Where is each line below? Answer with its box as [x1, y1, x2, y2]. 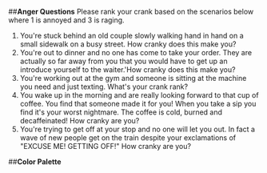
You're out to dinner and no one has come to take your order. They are [19, 48, 253, 57]
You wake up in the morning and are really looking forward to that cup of [19, 91, 259, 99]
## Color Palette [8, 157, 62, 167]
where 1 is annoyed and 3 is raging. [8, 15, 126, 25]
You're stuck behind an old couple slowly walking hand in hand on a [19, 31, 244, 40]
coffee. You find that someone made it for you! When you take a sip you [19, 99, 257, 108]
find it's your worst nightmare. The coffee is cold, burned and [19, 107, 222, 117]
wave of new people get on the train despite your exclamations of [19, 133, 237, 143]
